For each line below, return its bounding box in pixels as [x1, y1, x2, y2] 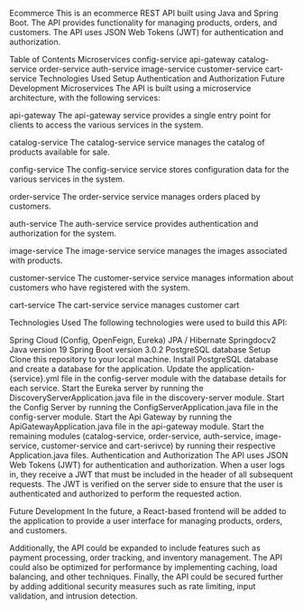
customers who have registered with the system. [9, 282, 191, 293]
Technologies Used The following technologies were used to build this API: [9, 317, 288, 328]
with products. [9, 255, 63, 266]
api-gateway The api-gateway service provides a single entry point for [9, 110, 271, 120]
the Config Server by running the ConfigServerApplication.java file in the [9, 402, 279, 412]
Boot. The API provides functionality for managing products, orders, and [9, 17, 278, 28]
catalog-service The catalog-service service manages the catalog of [9, 137, 265, 147]
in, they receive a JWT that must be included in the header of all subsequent [9, 469, 293, 480]
